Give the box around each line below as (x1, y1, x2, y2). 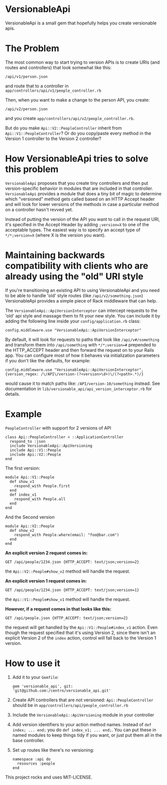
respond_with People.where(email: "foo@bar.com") (14, 532, 120, 537)
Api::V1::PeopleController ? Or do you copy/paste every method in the (5, 130, 152, 136)
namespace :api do (12, 757, 51, 762)
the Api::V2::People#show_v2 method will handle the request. (5, 568, 131, 574)
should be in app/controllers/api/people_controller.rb (12, 702, 129, 708)
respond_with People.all (14, 496, 66, 501)
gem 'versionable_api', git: (12, 684, 73, 689)
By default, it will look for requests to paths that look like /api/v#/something (5, 336, 160, 342)
